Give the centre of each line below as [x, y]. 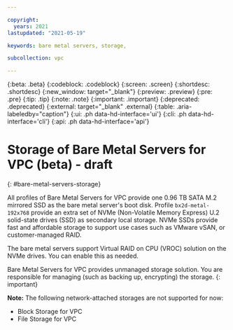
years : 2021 [31, 26]
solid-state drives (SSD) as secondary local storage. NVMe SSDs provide [113, 220]
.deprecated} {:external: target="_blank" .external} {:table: [91, 106]
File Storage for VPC [47, 319]
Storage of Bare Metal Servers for [107, 150]
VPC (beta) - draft [60, 165]
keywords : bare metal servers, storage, [67, 46]
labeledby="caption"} [38, 114]
